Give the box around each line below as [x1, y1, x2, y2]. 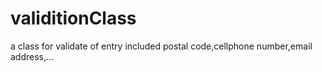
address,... [10, 50, 55, 62]
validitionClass [10, 7, 137, 30]
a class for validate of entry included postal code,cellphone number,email [10, 40, 313, 52]
